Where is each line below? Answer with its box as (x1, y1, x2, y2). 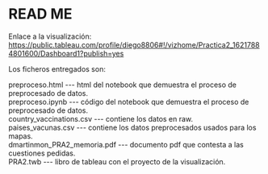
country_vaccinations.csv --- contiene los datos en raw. (8, 114, 194, 123)
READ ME (8, 5, 73, 23)
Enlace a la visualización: (8, 31, 92, 41)
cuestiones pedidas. (8, 148, 76, 158)
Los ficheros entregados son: (8, 64, 107, 73)
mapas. (8, 130, 34, 141)
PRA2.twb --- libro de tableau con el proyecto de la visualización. (8, 156, 226, 166)
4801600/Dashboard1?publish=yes (8, 48, 124, 58)
